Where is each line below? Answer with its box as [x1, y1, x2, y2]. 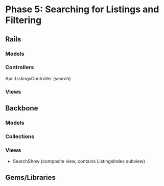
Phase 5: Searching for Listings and [5, 4, 159, 15]
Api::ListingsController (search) [5, 75, 71, 81]
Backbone [5, 104, 38, 113]
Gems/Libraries [5, 173, 56, 182]
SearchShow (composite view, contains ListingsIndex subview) [12, 158, 146, 165]
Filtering [5, 14, 42, 26]
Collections [5, 133, 35, 140]
